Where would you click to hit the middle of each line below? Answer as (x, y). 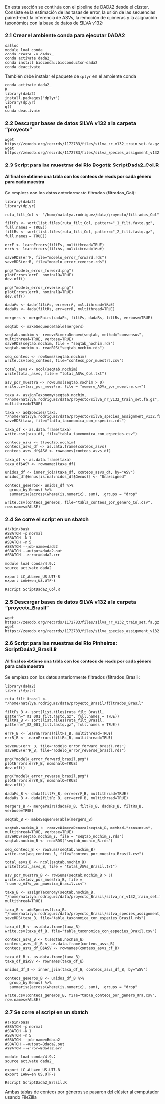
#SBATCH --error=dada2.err (33, 555)
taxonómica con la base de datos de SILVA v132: (54, 23)
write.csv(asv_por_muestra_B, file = (44, 880)
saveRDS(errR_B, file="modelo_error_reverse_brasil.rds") (66, 751)
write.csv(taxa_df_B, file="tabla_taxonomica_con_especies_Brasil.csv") (81, 931)
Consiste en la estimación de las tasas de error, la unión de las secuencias (80, 12)
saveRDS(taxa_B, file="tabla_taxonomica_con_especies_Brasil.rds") (76, 918)
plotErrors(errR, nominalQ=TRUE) (39, 292)
